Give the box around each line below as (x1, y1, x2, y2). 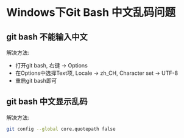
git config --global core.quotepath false (6, 126, 116, 132)
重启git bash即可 (15, 77, 57, 84)
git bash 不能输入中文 (6, 32, 88, 42)
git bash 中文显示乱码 (6, 97, 88, 107)
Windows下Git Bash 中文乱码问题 (6, 5, 176, 19)
